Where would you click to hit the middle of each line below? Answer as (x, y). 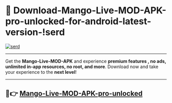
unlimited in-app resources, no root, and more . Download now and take (82, 67)
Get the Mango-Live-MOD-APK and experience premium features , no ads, (86, 61)
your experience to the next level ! (41, 72)
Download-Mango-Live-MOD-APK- (90, 11)
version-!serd (35, 32)
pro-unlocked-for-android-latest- (78, 21)
